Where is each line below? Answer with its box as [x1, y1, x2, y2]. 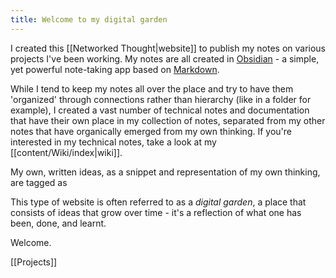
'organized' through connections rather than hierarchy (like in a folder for [10, 93, 312, 105]
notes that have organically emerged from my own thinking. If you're [10, 125, 292, 137]
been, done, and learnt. [10, 217, 107, 229]
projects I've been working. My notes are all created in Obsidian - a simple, [10, 52, 320, 65]
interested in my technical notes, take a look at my [10, 136, 217, 148]
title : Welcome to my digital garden [10, 14, 168, 25]
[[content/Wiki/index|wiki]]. [10, 146, 123, 158]
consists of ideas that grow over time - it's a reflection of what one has [10, 206, 302, 218]
